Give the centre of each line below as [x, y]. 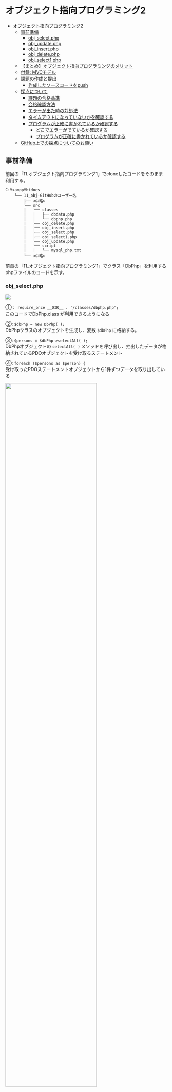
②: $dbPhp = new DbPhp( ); [35, 324]
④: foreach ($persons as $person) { [45, 363]
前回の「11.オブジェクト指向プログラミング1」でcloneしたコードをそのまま [84, 174]
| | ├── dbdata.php [49, 214]
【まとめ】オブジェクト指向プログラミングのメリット [77, 66]
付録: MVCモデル [38, 72]
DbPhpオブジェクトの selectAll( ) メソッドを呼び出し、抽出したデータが [84, 346]
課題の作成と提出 [39, 79]
